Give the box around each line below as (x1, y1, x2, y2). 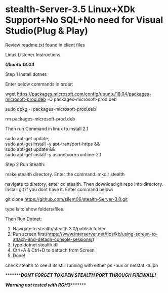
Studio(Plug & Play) (5, 25, 89, 36)
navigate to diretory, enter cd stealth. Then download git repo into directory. (5, 181, 163, 187)
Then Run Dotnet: (5, 216, 42, 222)
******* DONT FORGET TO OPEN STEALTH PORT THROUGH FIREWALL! (5, 272, 156, 278)
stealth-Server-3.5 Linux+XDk (5, 4, 136, 15)
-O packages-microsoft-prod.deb (47, 96, 117, 102)
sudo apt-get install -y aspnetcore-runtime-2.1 (5, 151, 102, 157)
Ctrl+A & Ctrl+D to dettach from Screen (12, 247, 95, 253)
